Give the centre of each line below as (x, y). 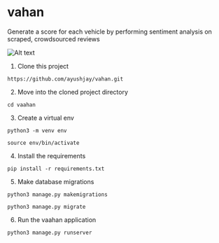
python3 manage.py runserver (50, 232)
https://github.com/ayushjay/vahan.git (65, 79)
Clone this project (43, 66)
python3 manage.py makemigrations (58, 194)
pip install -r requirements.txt (56, 169)
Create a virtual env (46, 118)
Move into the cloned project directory (72, 92)
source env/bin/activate (43, 143)
